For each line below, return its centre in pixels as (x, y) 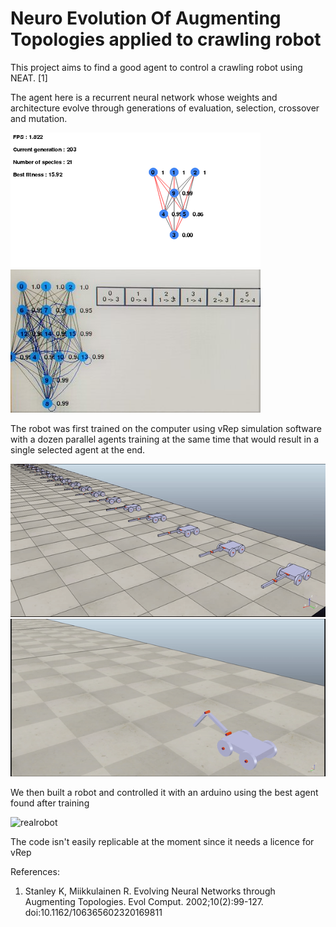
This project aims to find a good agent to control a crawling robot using (156, 67)
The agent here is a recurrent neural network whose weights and (144, 97)
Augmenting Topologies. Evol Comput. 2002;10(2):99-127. (144, 902)
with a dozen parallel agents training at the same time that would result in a (165, 439)
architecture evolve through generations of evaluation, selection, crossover (165, 108)
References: (35, 872)
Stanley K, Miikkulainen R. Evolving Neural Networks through (150, 891)
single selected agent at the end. (78, 449)
